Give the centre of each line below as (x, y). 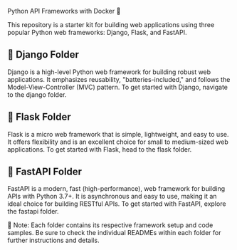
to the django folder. (37, 94)
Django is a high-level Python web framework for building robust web (109, 72)
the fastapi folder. (33, 212)
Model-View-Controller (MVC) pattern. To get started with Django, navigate (118, 87)
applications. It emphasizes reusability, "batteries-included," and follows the (119, 79)
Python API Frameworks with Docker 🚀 (64, 11)
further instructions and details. (53, 240)
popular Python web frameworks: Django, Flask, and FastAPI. (97, 32)
